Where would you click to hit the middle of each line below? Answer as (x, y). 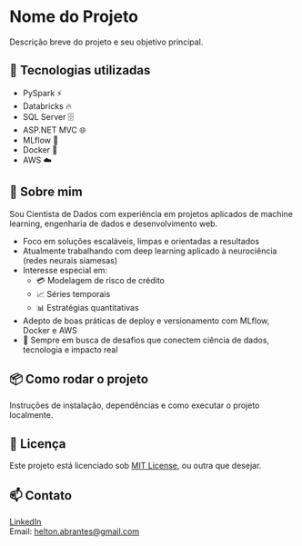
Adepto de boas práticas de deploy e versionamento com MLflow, (146, 321)
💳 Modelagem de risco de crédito (101, 280)
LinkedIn (25, 521)
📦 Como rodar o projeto (79, 379)
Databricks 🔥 (47, 105)
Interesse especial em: (65, 270)
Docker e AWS (50, 330)
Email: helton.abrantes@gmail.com (75, 531)
